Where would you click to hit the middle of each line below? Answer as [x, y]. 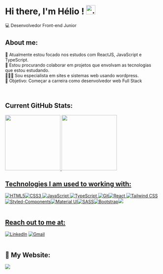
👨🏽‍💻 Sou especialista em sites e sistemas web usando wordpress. [72, 75]
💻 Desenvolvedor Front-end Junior [41, 25]
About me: [22, 43]
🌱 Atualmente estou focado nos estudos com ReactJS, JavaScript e [73, 55]
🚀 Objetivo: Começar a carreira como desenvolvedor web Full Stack [74, 81]
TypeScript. [17, 60]
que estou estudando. [27, 70]
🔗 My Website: [28, 255]
